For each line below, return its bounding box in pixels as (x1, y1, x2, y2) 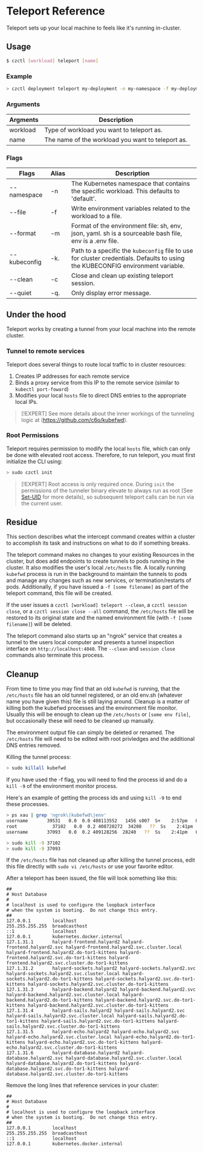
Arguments (6, 100, 40, 108)
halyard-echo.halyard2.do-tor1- (114, 1034, 196, 1040)
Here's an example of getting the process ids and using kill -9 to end (6, 794, 182, 801)
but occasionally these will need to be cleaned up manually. (6, 717, 155, 725)
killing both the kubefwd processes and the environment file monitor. (6, 705, 178, 712)
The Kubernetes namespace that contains (71, 179, 190, 188)
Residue (6, 517, 38, 528)
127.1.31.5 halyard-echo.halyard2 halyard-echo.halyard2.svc (6, 1029, 180, 1035)
